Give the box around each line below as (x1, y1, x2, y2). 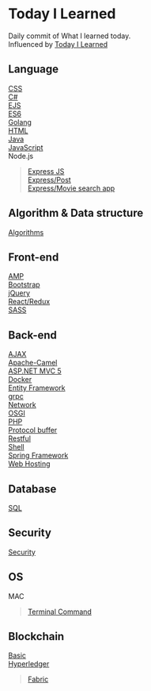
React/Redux (8, 297, 51, 307)
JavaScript (8, 142, 43, 152)
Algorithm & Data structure (8, 207, 144, 220)
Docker (8, 375, 32, 384)
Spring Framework (8, 450, 69, 461)
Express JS (27, 166, 65, 176)
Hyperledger (8, 659, 50, 669)
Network (8, 400, 37, 410)
